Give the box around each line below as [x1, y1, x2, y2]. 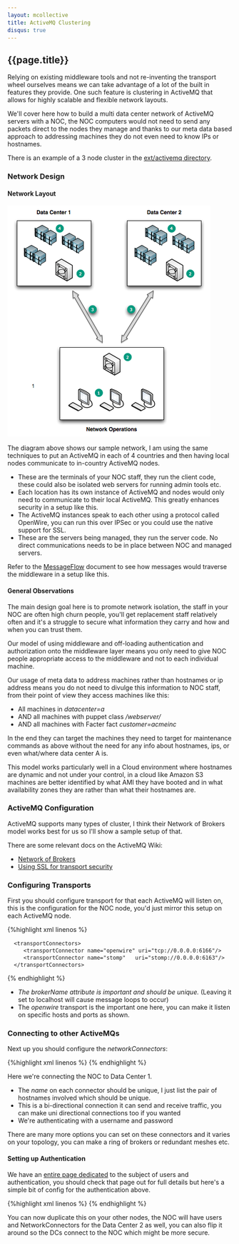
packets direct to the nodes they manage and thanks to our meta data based [7, 125, 233, 134]
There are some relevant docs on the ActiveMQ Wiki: [7, 841, 163, 849]
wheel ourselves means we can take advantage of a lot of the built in [7, 81, 210, 89]
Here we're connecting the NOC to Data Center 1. [7, 1072, 152, 1081]
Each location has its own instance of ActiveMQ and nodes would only [17, 488, 225, 496]
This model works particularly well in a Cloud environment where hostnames [7, 763, 233, 771]
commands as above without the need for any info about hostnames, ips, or [7, 741, 230, 750]
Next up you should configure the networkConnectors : [7, 1045, 168, 1053]
